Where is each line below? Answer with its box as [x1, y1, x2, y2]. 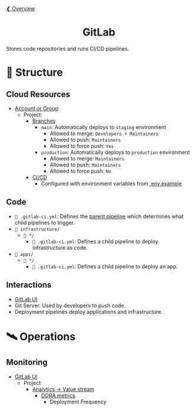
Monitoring [6, 357, 48, 367]
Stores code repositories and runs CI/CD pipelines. [6, 45, 129, 52]
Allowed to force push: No [49, 167, 112, 175]
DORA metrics [41, 392, 75, 399]
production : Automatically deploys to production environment [41, 149, 190, 156]
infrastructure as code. [32, 244, 88, 251]
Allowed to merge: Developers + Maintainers [49, 130, 159, 137]
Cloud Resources [6, 89, 71, 99]
